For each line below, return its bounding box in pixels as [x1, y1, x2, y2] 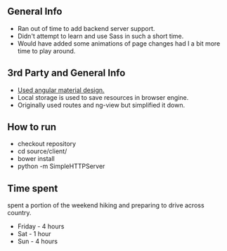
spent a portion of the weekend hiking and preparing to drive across [7, 201, 205, 210]
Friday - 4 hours [17, 222, 65, 231]
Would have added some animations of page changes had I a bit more [17, 39, 221, 48]
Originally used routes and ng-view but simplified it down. [17, 101, 185, 109]
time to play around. [17, 46, 76, 55]
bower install [17, 155, 55, 163]
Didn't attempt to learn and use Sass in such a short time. [17, 32, 184, 40]
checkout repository [17, 140, 76, 148]
